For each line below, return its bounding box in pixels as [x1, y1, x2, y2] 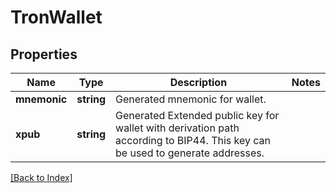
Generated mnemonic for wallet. [115, 92, 267, 106]
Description [169, 76, 228, 89]
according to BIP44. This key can [115, 134, 272, 147]
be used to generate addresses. [115, 146, 265, 160]
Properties [10, 46, 78, 63]
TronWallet [10, 6, 103, 29]
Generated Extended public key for [115, 109, 280, 122]
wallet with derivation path [115, 121, 240, 135]
